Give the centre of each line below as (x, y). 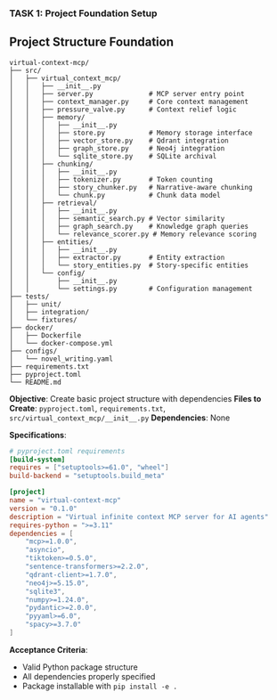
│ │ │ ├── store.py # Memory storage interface (131, 133)
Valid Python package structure (80, 667)
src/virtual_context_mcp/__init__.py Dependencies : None (120, 418)
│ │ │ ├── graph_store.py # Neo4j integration (117, 148)
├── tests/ (29, 297)
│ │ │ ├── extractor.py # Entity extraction (117, 257)
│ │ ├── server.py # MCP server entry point (127, 94)
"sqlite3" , (45, 591)
